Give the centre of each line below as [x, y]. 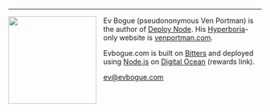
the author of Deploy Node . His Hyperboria [174, 29]
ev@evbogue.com [133, 77]
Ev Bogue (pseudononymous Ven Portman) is [178, 20]
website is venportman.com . [166, 38]
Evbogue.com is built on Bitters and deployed [178, 53]
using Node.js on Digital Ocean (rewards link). [179, 62]
